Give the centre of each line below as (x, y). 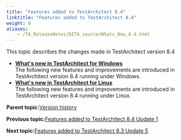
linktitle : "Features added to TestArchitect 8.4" (71, 18)
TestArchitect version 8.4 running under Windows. (78, 76)
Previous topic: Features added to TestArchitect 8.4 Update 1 (82, 119)
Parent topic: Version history (42, 107)
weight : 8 (19, 23)
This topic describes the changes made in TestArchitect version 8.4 (90, 52)
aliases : (17, 29)
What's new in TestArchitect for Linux (64, 83)
